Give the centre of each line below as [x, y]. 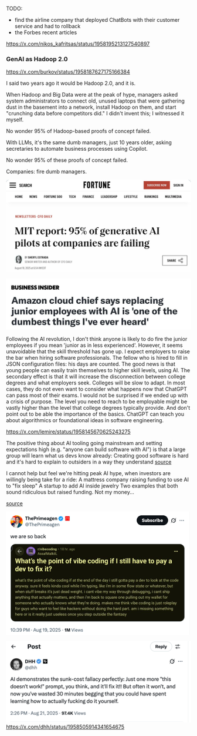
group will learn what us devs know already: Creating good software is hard [97, 455]
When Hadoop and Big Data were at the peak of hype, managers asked [92, 95]
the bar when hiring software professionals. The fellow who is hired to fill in [97, 357]
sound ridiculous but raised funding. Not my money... [70, 492]
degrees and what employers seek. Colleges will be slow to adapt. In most [96, 383]
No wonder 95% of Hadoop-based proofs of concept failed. [79, 131]
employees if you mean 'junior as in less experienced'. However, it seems [94, 345]
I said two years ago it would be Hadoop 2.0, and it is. [71, 83]
